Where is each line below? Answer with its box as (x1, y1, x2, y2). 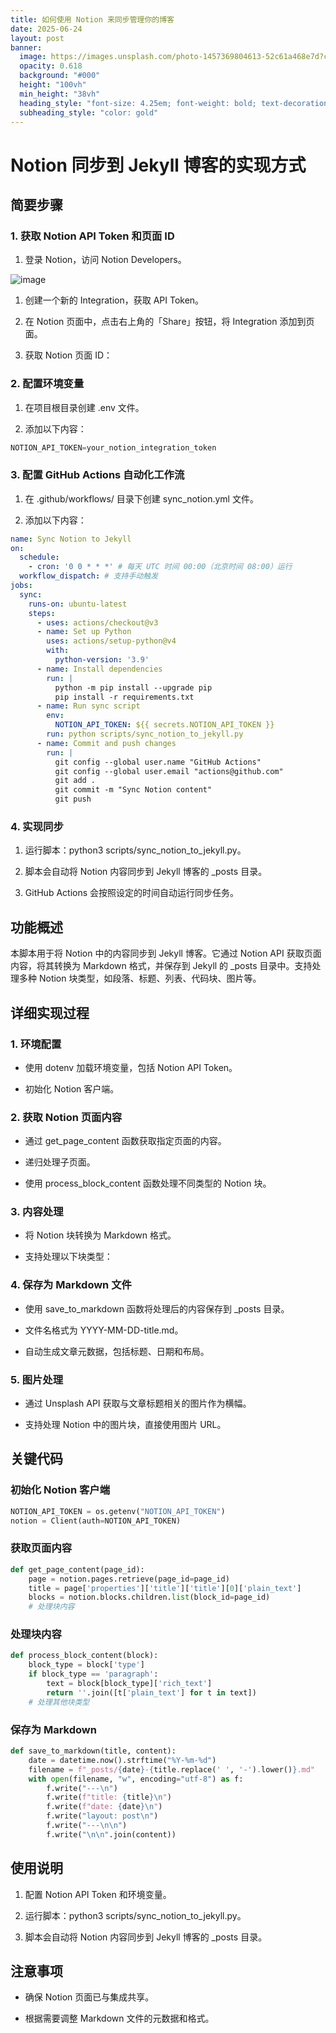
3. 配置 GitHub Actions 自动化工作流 (10, 468, 185, 482)
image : (19, 52, 47, 62)
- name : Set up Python (36, 627, 132, 637)
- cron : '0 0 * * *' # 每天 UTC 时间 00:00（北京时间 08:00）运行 (28, 562, 293, 572)
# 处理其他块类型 (28, 1697, 90, 1707)
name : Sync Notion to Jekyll (10, 534, 132, 544)
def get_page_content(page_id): (10, 1564, 145, 1575)
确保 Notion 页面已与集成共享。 (24, 1991, 155, 2003)
